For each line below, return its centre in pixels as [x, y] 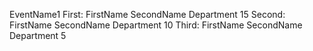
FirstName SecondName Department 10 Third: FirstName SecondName [156, 25]
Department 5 [38, 35]
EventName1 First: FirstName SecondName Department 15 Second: [147, 14]
